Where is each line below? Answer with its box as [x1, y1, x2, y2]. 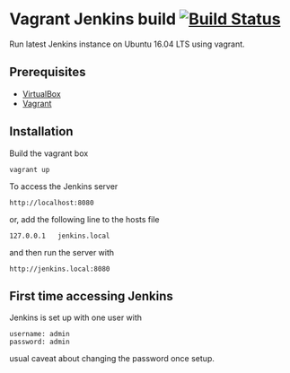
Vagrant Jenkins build [9, 9, 177, 30]
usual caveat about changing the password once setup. [9, 353, 215, 364]
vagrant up [9, 165, 50, 174]
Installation [9, 124, 74, 139]
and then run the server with [9, 247, 115, 257]
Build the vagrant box [9, 148, 89, 159]
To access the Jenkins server [9, 180, 119, 192]
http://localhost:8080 [9, 198, 94, 207]
